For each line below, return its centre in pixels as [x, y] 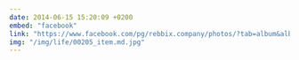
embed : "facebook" [43, 26]
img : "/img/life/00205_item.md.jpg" [77, 42]
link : [19, 34]
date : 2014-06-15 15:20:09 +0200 [71, 17]
